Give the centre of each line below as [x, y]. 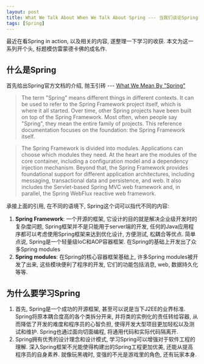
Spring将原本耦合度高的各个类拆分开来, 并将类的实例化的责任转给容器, [103, 316]
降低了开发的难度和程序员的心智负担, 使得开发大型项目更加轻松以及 [105, 324]
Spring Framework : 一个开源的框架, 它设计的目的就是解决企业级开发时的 [106, 219]
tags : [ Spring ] [26, 23]
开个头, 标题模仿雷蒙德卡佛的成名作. [62, 49]
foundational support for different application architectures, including [108, 174]
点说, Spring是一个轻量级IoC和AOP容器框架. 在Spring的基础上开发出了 [103, 242]
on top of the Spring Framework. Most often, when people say [99, 117]
